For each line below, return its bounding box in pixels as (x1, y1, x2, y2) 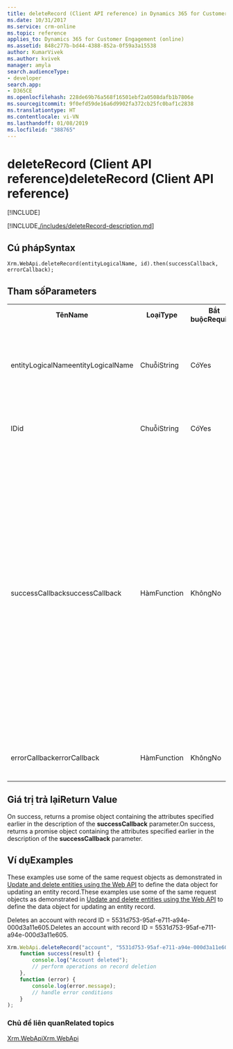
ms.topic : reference (7, 29, 67, 37)
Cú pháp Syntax (7, 242, 76, 254)
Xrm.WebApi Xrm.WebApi (7, 1034, 79, 1042)
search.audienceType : (7, 68, 70, 75)
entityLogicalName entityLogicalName (10, 360, 134, 370)
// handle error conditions (32, 989, 113, 996)
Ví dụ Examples (7, 854, 74, 867)
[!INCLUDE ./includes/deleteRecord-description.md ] (7, 222, 155, 230)
